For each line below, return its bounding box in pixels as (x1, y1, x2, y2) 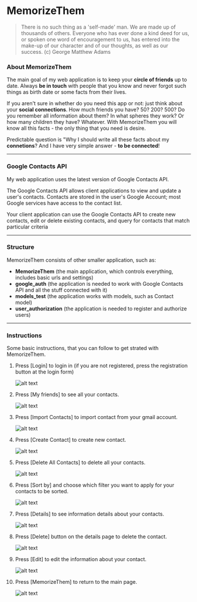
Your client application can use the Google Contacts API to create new (6, 210, 176, 217)
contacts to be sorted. (15, 488, 69, 495)
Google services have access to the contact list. (6, 199, 122, 206)
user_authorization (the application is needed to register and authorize (15, 305, 187, 312)
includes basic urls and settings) (15, 274, 94, 281)
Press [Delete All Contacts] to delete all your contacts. (15, 459, 146, 466)
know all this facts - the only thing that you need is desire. (6, 124, 146, 132)
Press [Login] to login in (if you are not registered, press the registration (15, 362, 188, 369)
